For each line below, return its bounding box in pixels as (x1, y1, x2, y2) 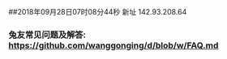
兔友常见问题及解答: (8, 29, 87, 40)
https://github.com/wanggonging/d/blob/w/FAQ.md (8, 40, 219, 51)
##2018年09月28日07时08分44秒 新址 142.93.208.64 (8, 7, 187, 16)
